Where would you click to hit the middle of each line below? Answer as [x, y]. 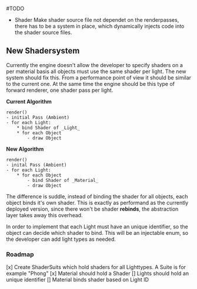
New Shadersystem [43, 51]
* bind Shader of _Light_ [49, 128]
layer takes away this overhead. [45, 215]
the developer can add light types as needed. [61, 239]
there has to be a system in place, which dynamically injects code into [99, 26]
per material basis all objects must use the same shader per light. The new [96, 71]
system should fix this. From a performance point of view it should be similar [99, 77]
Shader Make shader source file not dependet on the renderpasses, [97, 20]
